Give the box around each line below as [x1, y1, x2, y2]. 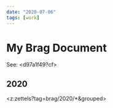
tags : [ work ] [6, 15, 40, 21]
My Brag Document [6, 41, 107, 55]
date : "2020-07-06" [6, 9, 56, 15]
